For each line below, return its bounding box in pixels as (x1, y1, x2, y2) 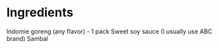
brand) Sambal (6, 34, 49, 42)
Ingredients (6, 5, 73, 20)
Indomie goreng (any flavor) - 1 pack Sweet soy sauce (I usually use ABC (6, 27, 213, 35)
